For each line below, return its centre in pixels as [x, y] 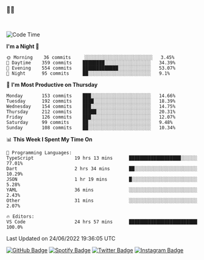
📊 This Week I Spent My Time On [49, 140]
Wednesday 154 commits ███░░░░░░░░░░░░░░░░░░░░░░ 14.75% [91, 107]
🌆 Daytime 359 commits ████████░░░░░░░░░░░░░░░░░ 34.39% [91, 63]
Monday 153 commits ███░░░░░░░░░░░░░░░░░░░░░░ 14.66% [91, 96]
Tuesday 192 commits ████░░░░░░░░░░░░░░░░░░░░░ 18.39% [91, 101]
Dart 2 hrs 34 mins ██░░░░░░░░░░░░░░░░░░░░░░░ [102, 169]
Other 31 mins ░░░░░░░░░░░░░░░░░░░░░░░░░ [102, 201]
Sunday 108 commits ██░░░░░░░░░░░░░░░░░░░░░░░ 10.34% [91, 128]
